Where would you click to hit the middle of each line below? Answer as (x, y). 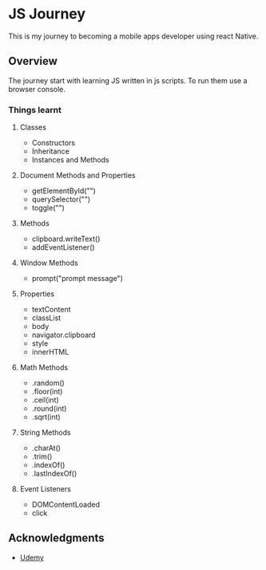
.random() (48, 383)
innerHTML (50, 352)
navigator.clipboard (64, 335)
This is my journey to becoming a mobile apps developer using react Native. (133, 36)
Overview (33, 61)
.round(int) (49, 408)
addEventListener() (63, 247)
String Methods (45, 432)
